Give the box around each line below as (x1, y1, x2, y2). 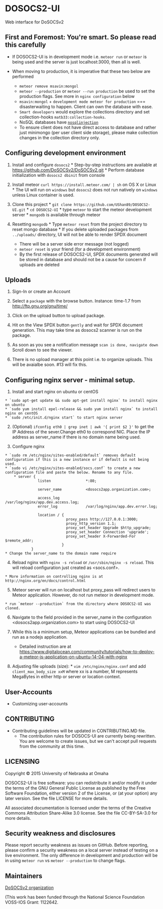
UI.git (12, 208, 26, 212)
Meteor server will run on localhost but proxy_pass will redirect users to (12, 587, 156, 593)
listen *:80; (37, 478, 97, 484)
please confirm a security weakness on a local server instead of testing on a (5, 847, 158, 853)
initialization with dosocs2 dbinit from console (12, 172, 106, 178)
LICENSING (5, 757, 40, 766)
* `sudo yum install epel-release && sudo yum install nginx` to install (5, 407, 158, 412)
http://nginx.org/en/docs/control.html (5, 578, 86, 584)
